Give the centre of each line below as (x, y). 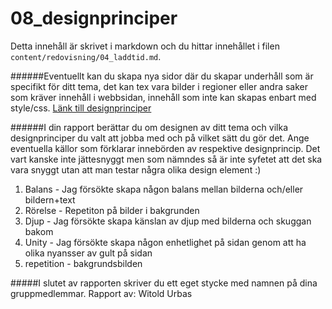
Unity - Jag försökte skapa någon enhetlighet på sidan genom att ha (165, 242)
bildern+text (50, 199)
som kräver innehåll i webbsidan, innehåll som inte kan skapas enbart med (163, 97)
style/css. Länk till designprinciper (81, 108)
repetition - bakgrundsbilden (83, 263)
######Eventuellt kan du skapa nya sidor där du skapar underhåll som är (162, 76)
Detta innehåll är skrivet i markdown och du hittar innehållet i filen (145, 46)
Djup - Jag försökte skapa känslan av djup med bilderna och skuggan (168, 221)
